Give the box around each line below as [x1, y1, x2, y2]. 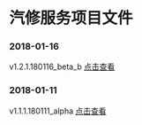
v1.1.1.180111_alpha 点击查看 [9, 105, 107, 116]
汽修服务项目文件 [9, 8, 134, 28]
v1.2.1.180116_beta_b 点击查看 [9, 61, 116, 72]
